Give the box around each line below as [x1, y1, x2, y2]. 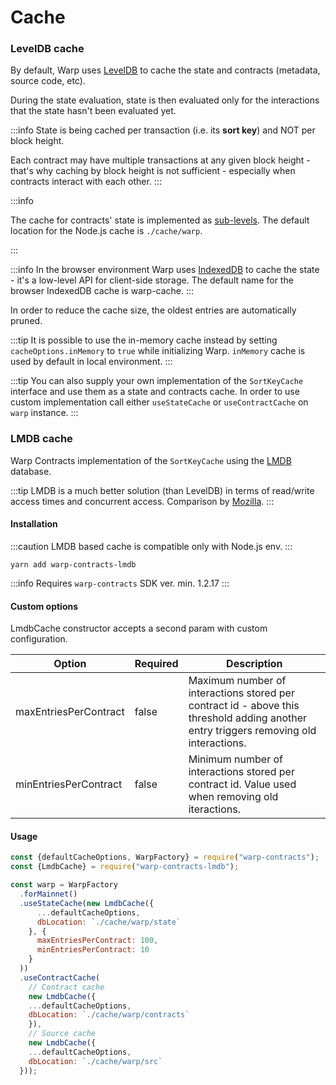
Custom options [10, 600, 79, 612]
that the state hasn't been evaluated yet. [10, 105, 177, 117]
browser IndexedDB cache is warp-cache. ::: [10, 285, 195, 297]
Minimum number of [188, 752, 284, 766]
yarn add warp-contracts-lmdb [10, 559, 137, 570]
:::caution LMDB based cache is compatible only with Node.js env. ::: [10, 540, 293, 552]
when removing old [188, 790, 279, 804]
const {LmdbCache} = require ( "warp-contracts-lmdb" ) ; [10, 862, 240, 872]
